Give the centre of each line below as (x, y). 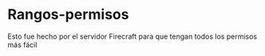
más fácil (22, 44)
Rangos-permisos (68, 15)
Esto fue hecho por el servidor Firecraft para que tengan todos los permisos (132, 36)
